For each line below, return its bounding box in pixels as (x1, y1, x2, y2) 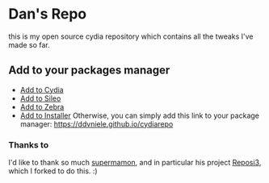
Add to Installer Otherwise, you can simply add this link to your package (19, 110, 260, 120)
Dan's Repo (8, 5, 87, 23)
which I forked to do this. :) (8, 166, 99, 176)
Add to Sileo (19, 94, 61, 103)
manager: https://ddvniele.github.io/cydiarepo (19, 119, 174, 129)
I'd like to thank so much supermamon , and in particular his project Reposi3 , (8, 158, 262, 168)
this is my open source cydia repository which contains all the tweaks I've (8, 31, 254, 41)
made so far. (8, 40, 50, 49)
